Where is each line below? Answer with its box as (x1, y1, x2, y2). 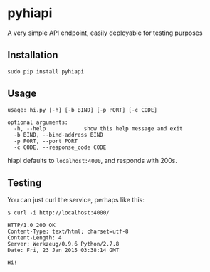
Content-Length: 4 (7, 234, 62, 241)
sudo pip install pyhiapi (7, 68, 84, 75)
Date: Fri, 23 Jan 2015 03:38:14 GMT (7, 247, 120, 254)
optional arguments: (7, 119, 69, 126)
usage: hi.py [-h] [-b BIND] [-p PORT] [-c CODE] (7, 106, 158, 113)
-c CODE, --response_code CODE (14, 144, 107, 151)
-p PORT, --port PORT (14, 137, 78, 145)
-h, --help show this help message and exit (14, 125, 183, 132)
